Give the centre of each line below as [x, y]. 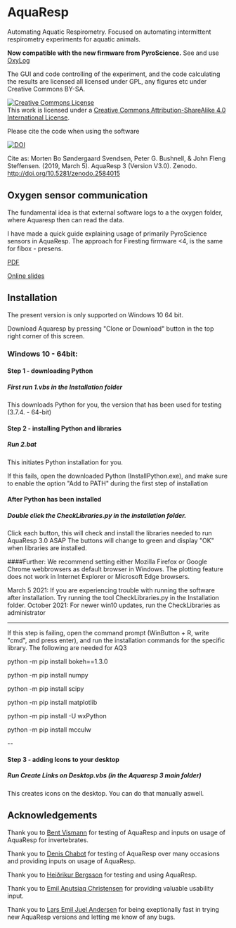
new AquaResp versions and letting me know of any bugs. [91, 917]
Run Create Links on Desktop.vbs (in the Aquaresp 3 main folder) [104, 775]
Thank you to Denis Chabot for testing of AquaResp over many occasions [113, 853]
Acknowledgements [52, 816]
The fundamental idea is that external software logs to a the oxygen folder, [115, 212]
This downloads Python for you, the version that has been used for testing [114, 405]
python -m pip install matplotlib [52, 703]
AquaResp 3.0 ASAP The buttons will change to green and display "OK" [111, 541]
